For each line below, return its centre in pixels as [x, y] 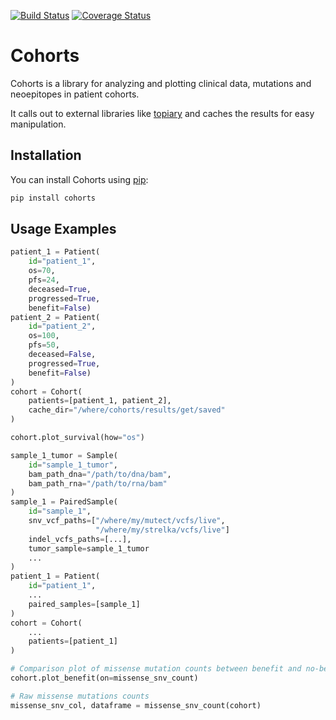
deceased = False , [62, 355]
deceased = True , [60, 289]
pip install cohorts [53, 198]
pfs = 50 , [44, 345]
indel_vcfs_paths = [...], [80, 539]
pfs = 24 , [44, 280]
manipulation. [38, 124]
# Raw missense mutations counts [80, 696]
